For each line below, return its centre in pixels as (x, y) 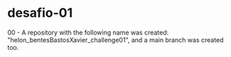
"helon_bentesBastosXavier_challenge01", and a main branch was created (116, 39)
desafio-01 (40, 13)
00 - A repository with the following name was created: (88, 32)
